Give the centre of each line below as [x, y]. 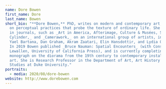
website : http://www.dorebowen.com [42, 79]
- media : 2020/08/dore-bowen [40, 74]
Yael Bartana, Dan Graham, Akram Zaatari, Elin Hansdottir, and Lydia [84, 42]
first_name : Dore [23, 14]
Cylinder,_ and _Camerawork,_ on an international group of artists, [83, 38]
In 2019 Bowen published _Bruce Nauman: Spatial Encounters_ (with [81, 46]
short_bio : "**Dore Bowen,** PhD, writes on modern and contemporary [78, 23]
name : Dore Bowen [23, 10]
